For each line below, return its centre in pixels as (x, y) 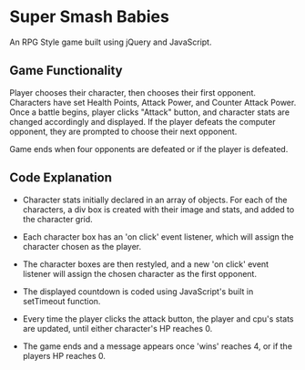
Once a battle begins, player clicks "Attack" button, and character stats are (149, 112)
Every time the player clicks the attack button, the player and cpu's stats (158, 319)
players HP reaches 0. (64, 355)
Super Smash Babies (90, 17)
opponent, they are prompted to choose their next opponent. (123, 131)
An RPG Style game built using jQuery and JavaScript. (111, 42)
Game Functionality (66, 71)
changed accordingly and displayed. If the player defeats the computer (142, 121)
